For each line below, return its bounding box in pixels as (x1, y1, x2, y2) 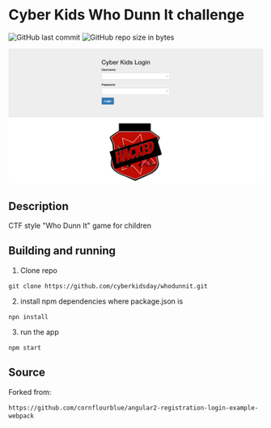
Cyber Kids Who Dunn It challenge (8, 6, 245, 24)
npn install (8, 313, 49, 321)
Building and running (8, 244, 116, 258)
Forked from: (8, 387, 52, 397)
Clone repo (19, 265, 58, 275)
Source (8, 366, 46, 380)
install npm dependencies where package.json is (19, 296, 184, 306)
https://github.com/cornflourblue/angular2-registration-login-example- (8, 404, 259, 412)
